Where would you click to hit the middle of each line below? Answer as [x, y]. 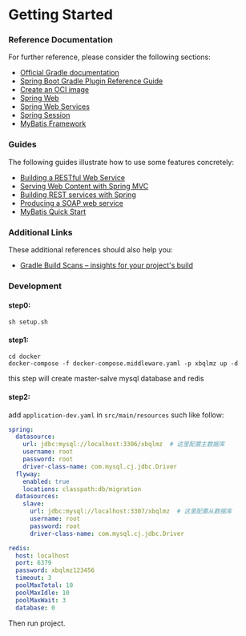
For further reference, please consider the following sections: [109, 57]
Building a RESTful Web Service [73, 177]
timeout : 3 [34, 578]
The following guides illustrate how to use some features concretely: [121, 162]
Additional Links [40, 232]
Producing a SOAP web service [72, 203]
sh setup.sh [28, 322]
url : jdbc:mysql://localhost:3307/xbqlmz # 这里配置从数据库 [131, 511]
